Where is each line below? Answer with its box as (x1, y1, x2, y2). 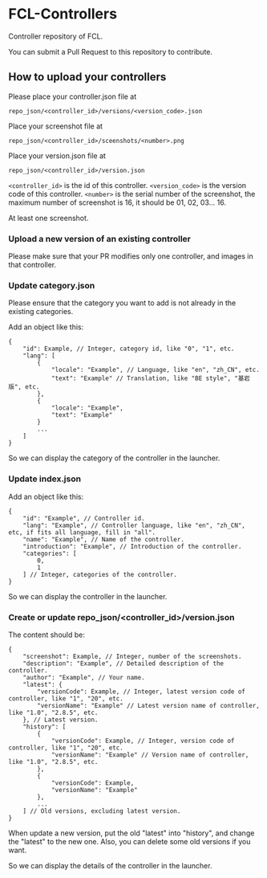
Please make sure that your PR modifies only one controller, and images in (8, 251, 254, 261)
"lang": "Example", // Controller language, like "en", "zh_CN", (22, 521, 246, 529)
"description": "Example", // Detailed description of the (22, 660, 225, 668)
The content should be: (8, 630, 86, 639)
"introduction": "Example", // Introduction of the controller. (22, 542, 242, 550)
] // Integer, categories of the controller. (22, 570, 178, 578)
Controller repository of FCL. (8, 31, 103, 41)
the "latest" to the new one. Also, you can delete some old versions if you (8, 836, 251, 846)
